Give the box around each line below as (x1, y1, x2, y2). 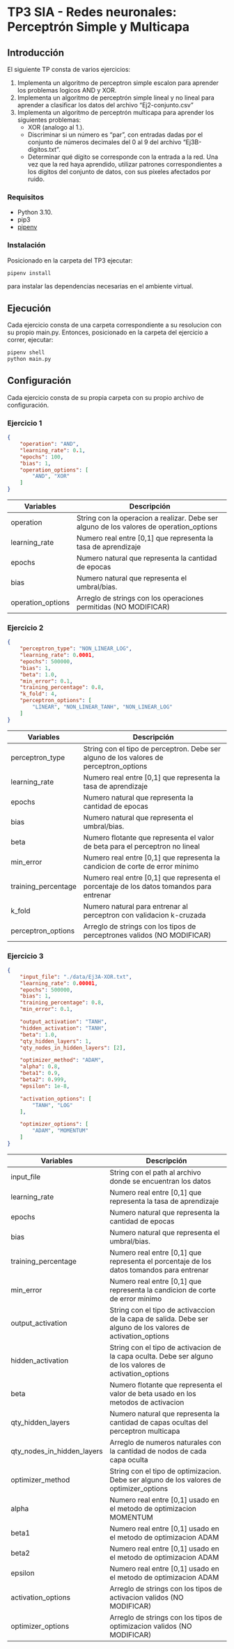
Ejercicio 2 (7, 623, 44, 633)
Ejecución (7, 302, 52, 314)
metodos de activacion (109, 1398, 185, 1407)
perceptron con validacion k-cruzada (83, 910, 206, 920)
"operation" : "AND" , (19, 440, 79, 448)
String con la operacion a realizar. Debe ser (76, 513, 218, 523)
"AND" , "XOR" (32, 473, 70, 480)
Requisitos (7, 192, 44, 202)
